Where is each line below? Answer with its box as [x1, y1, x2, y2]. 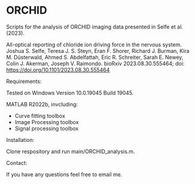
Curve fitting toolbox [14, 112, 65, 119]
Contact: [6, 159, 28, 166]
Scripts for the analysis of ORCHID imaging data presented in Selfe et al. [6, 23, 183, 30]
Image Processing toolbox [14, 118, 79, 125]
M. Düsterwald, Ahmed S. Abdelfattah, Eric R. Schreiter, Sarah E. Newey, [6, 53, 184, 61]
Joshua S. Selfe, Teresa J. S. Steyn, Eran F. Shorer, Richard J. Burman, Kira [6, 47, 190, 54]
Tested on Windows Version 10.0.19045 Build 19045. [6, 89, 134, 96]
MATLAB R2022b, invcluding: [6, 100, 78, 107]
